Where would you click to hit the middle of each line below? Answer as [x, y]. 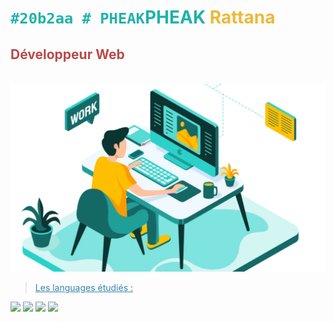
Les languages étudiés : [84, 288]
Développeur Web [67, 54]
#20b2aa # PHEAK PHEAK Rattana [143, 17]
